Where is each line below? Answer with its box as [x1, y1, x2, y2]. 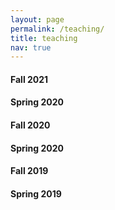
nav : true [10, 42, 52, 53]
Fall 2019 [10, 165, 49, 177]
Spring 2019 [10, 187, 62, 200]
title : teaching [10, 33, 78, 43]
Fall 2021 [10, 73, 49, 85]
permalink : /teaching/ [10, 24, 105, 34]
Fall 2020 [10, 119, 51, 131]
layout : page [10, 14, 65, 25]
